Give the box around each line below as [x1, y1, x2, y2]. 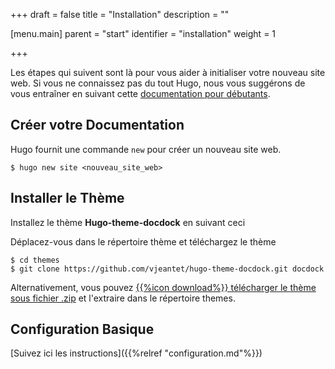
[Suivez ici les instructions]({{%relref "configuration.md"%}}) [10, 347, 263, 359]
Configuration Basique [10, 321, 155, 338]
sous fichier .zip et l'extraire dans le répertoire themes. [10, 292, 236, 304]
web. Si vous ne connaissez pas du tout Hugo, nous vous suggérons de [10, 77, 306, 89]
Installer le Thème [10, 190, 125, 207]
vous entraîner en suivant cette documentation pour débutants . [10, 88, 271, 99]
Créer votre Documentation [10, 117, 185, 134]
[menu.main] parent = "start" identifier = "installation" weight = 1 [10, 28, 277, 39]
